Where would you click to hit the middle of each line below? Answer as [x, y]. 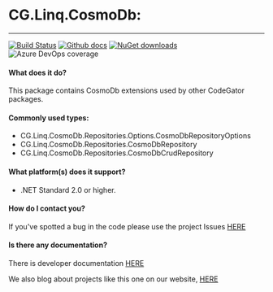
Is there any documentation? [58, 245]
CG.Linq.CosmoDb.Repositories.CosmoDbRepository [108, 145]
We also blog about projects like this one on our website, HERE [113, 279]
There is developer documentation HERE [76, 263]
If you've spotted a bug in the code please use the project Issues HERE [127, 226]
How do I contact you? [47, 208]
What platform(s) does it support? [67, 172]
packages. [26, 99]
